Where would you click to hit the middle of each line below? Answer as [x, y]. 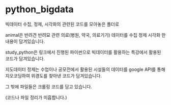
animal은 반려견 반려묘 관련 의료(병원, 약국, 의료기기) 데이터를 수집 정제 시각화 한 [85, 35]
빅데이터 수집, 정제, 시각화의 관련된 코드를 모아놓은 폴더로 [62, 24]
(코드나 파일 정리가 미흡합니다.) [36, 97]
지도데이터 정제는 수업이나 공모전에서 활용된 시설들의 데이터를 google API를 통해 [85, 69]
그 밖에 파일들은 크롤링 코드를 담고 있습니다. [49, 86]
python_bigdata [39, 9]
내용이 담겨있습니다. [25, 41]
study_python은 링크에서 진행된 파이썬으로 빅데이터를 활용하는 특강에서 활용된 [83, 52]
